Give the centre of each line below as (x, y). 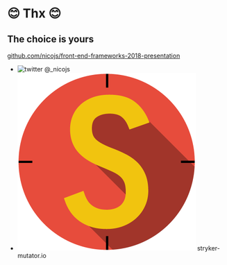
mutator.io (32, 256)
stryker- (208, 248)
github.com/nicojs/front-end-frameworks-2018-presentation (94, 55)
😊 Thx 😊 (34, 14)
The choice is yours (51, 39)
